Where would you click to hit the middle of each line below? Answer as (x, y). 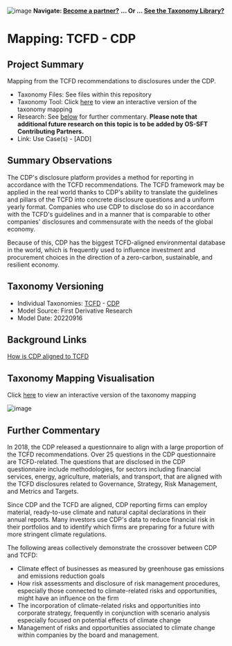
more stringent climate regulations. (57, 534)
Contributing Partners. (51, 131)
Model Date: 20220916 (50, 318)
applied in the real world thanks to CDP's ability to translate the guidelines (113, 192)
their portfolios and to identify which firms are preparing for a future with (111, 527)
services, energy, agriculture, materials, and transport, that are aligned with (115, 477)
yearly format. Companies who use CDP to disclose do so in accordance (111, 207)
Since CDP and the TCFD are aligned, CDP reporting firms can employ (107, 505)
